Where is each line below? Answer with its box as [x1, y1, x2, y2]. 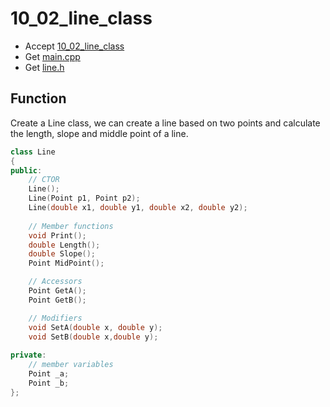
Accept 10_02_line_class [24, 40, 125, 52]
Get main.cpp [24, 50, 81, 62]
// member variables [28, 360, 114, 370]
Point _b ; [28, 378, 70, 388]
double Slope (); [28, 249, 97, 259]
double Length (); [28, 240, 101, 250]
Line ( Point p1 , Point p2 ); [28, 193, 141, 204]
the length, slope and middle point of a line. [10, 127, 189, 139]
